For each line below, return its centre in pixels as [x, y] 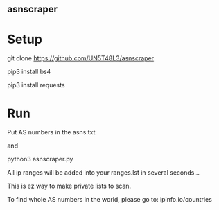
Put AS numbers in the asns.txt [51, 132]
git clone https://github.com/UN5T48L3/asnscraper [81, 58]
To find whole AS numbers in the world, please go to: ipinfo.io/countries [110, 200]
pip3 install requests [36, 85]
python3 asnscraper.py [40, 159]
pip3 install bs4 [29, 72]
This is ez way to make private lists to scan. [69, 186]
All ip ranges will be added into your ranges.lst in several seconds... [103, 173]
